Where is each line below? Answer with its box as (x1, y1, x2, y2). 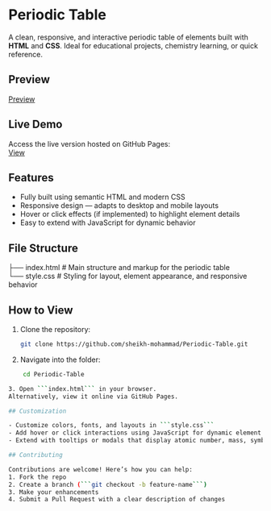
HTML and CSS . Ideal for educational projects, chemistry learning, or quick (8, 40, 258, 50)
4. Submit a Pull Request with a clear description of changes (8, 496, 226, 504)
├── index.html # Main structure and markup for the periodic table (8, 263, 230, 272)
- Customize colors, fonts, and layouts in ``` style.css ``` (8, 422, 215, 430)
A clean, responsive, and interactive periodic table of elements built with (8, 32, 248, 42)
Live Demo (8, 118, 63, 131)
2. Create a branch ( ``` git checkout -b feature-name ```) (8, 480, 207, 488)
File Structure (8, 241, 78, 255)
